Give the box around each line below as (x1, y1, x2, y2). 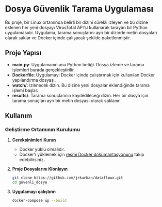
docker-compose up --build (12, 198, 67, 203)
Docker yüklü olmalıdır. (19, 147, 65, 152)
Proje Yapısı (5, 49, 42, 57)
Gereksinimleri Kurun (12, 137, 56, 143)
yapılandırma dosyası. (12, 77, 56, 83)
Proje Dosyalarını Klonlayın (12, 166, 68, 172)
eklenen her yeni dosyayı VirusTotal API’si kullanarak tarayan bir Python (5, 24, 148, 30)
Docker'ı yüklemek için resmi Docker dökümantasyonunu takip (19, 151, 145, 158)
